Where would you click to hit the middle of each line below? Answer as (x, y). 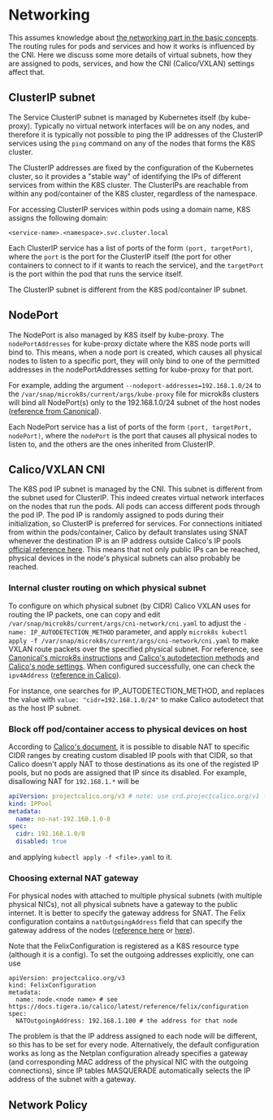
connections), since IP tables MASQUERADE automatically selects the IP (130, 1070)
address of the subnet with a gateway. (72, 1079)
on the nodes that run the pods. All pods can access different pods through (134, 507)
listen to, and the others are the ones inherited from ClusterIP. (112, 444)
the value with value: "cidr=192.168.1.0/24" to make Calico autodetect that (136, 699)
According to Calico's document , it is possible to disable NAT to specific (129, 747)
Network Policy (48, 1105)
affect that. (27, 72)
